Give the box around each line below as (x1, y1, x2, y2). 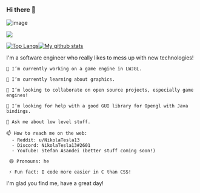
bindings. (6, 109, 32, 115)
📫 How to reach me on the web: (6, 130, 88, 137)
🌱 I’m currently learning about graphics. (6, 76, 115, 83)
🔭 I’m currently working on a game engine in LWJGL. (6, 66, 142, 72)
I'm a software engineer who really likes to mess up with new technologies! (6, 54, 194, 61)
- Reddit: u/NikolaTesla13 (12, 137, 80, 143)
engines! (6, 92, 28, 99)
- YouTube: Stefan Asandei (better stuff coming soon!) (12, 148, 156, 154)
